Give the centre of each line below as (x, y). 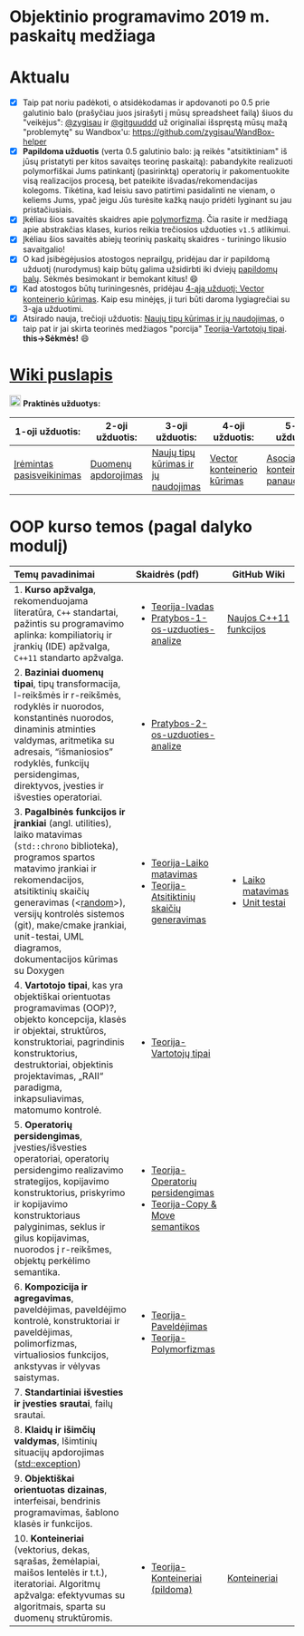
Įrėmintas (34, 463)
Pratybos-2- (179, 724)
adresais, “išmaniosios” (63, 752)
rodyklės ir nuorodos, (59, 706)
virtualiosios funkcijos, (62, 1355)
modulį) (39, 545)
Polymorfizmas (183, 1349)
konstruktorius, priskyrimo (70, 1193)
